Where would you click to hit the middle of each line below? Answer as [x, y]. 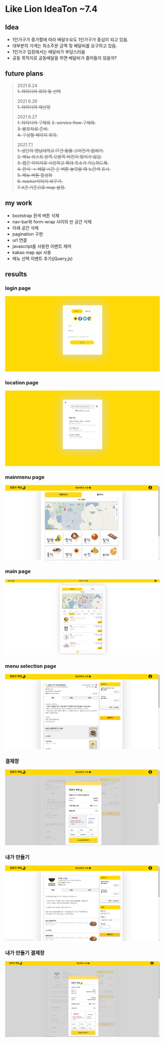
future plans [24, 74]
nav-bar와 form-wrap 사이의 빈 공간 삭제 [52, 221]
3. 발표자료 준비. [33, 129]
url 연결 [19, 240]
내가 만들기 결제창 [25, 953]
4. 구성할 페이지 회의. [37, 135]
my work [19, 203]
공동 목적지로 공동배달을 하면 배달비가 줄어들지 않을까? [64, 58]
